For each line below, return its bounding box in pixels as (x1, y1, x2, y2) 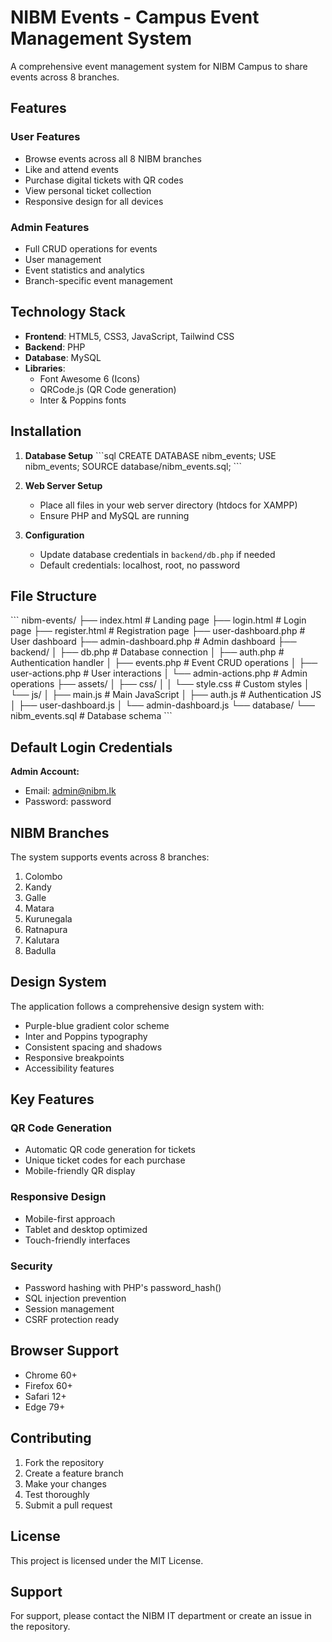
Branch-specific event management (24, 274, 173, 286)
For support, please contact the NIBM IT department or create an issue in (10, 1610, 312, 1622)
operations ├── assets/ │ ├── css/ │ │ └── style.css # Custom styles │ (10, 678, 310, 690)
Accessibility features (24, 1062, 115, 1074)
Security (10, 1259, 53, 1273)
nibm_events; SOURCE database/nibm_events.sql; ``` (24, 460, 243, 472)
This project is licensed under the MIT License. (10, 1554, 204, 1566)
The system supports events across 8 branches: (10, 851, 210, 863)
